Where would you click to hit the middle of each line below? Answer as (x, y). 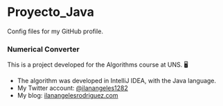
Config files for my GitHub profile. (55, 31)
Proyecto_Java (51, 12)
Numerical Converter (43, 49)
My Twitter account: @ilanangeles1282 (72, 88)
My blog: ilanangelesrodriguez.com (68, 96)
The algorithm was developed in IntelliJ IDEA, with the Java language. (117, 81)
